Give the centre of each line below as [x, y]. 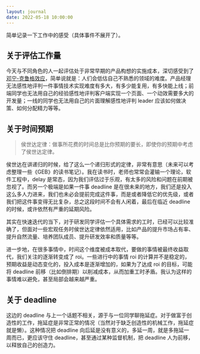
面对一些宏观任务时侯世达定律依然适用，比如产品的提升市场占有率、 [110, 229]
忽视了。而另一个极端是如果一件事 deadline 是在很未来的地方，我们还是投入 [99, 187]
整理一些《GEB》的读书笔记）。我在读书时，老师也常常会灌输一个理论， [99, 172]
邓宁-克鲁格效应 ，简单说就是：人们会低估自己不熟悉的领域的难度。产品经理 [99, 79]
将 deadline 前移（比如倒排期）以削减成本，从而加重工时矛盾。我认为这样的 [99, 272]
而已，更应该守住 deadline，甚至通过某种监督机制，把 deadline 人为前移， [102, 337]
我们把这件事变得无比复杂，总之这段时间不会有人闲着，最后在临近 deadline [98, 202]
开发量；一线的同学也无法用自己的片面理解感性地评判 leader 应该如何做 [94, 101]
